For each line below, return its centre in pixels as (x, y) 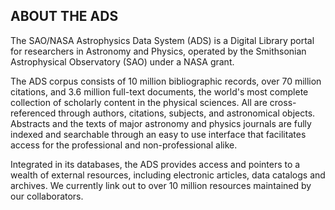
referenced (33, 113)
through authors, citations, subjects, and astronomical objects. (187, 113)
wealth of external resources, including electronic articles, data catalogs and (168, 175)
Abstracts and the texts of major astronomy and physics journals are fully (161, 123)
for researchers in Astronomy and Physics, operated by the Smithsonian (158, 51)
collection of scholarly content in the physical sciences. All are (139, 102)
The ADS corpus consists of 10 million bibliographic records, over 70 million (166, 81)
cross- (283, 102)
